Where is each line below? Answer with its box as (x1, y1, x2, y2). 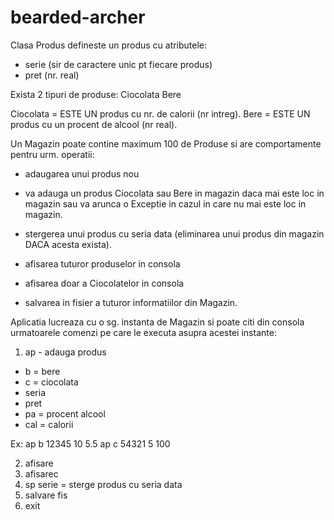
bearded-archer (10, 6, 146, 29)
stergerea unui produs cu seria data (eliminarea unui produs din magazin (24, 227, 325, 240)
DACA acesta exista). (24, 238, 112, 250)
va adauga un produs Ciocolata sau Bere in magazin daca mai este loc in (24, 187, 325, 199)
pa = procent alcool (24, 407, 106, 420)
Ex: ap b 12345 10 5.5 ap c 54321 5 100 (10, 437, 171, 450)
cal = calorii (24, 418, 74, 430)
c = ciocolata (24, 376, 79, 388)
